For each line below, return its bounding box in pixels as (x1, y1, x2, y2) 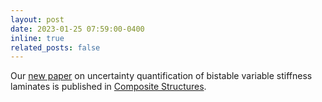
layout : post (10, 14, 65, 25)
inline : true (10, 33, 65, 43)
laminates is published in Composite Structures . (10, 81, 207, 93)
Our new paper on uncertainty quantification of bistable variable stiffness (10, 70, 313, 82)
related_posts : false (10, 42, 101, 53)
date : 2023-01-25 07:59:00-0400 (10, 24, 145, 34)
